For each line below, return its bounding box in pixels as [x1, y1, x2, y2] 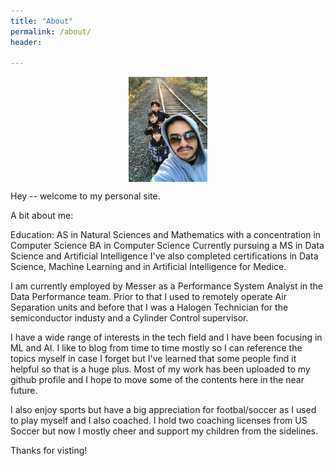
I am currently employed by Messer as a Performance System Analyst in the [10, 280, 324, 292]
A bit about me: [10, 210, 74, 222]
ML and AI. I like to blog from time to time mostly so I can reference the [10, 342, 303, 354]
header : [10, 37, 43, 47]
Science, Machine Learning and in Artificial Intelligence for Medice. [10, 261, 287, 273]
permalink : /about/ [10, 26, 92, 37]
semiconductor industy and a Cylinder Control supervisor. [10, 312, 249, 324]
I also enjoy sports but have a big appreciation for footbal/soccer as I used [10, 404, 317, 416]
